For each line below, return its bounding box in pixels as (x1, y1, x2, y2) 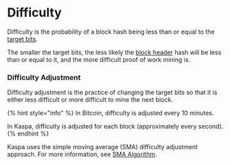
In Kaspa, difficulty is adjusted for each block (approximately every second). (7, 122, 224, 131)
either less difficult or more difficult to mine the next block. (7, 96, 174, 104)
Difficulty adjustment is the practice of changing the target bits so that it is (7, 88, 218, 97)
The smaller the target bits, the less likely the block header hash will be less (7, 48, 222, 56)
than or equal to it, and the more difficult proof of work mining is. (7, 55, 191, 63)
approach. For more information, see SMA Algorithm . (7, 150, 157, 159)
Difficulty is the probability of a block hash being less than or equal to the (7, 27, 215, 36)
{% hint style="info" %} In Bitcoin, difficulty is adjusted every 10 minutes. (7, 109, 215, 118)
